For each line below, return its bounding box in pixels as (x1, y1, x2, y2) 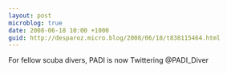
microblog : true (8, 19, 63, 27)
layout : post (8, 11, 52, 20)
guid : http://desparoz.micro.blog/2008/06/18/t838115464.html (8, 33, 221, 42)
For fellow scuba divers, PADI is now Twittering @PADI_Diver (8, 56, 209, 65)
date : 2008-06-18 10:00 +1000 (8, 26, 110, 34)
